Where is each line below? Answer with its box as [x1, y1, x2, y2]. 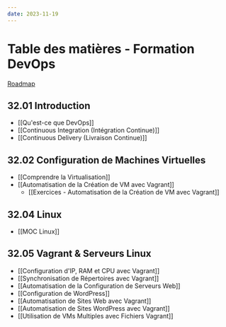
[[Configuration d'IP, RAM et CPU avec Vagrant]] [17, 266, 160, 275]
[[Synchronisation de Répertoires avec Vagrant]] [17, 274, 159, 282]
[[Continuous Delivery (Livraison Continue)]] [17, 134, 147, 142]
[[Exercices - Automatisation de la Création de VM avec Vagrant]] [28, 188, 220, 197]
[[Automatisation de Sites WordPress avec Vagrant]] [17, 304, 170, 312]
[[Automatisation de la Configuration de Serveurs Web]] [17, 281, 181, 290]
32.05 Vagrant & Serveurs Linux [7, 248, 152, 260]
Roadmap [7, 79, 35, 88]
